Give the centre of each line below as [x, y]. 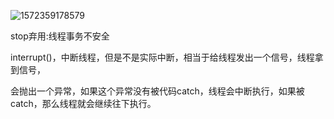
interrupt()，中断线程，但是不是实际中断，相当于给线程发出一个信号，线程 [162, 57]
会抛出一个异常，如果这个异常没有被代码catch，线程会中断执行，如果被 [157, 91]
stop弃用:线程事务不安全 [60, 36]
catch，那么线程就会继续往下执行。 [83, 103]
